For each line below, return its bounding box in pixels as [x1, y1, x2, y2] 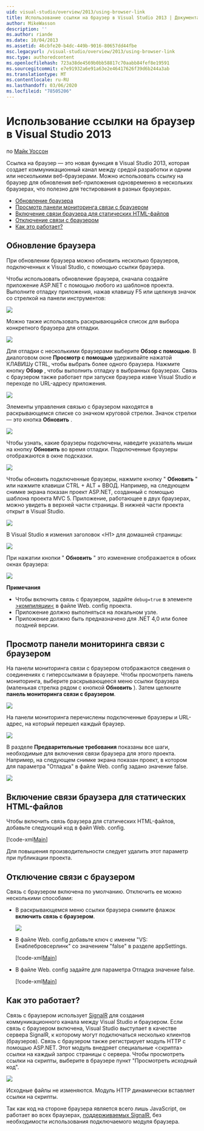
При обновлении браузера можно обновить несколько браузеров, [6, 256, 180, 264]
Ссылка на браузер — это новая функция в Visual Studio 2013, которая [6, 159, 189, 166]
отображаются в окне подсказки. [6, 452, 93, 459]
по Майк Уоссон [6, 147, 49, 155]
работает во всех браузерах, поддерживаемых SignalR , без [6, 1111, 162, 1118]
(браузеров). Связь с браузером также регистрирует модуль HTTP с [6, 1037, 186, 1045]
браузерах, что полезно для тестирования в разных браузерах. [6, 185, 172, 192]
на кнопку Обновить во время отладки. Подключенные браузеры [6, 445, 178, 453]
